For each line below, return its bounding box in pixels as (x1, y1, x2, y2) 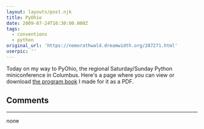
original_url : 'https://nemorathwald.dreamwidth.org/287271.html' (6, 43, 178, 49)
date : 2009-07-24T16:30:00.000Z (6, 20, 88, 26)
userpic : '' (6, 48, 36, 55)
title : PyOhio (6, 15, 42, 21)
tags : (6, 25, 20, 32)
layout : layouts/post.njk (6, 8, 72, 15)
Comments (6, 95, 49, 106)
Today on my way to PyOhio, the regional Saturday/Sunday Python (6, 65, 173, 72)
